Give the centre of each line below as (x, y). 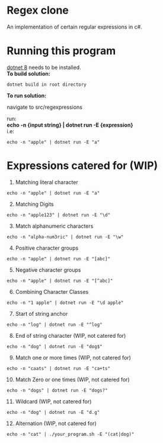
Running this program (61, 51)
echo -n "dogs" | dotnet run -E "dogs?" (57, 390)
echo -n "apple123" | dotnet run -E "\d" (59, 215)
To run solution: (27, 95)
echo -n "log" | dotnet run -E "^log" (55, 325)
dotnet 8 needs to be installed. (44, 67)
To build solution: (29, 73)
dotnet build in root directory (47, 84)
